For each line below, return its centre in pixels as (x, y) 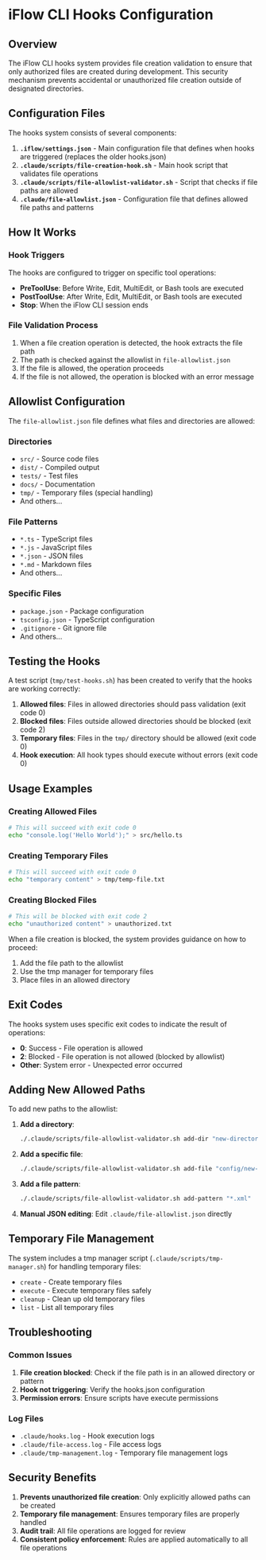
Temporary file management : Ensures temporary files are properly (129, 1514)
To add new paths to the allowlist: (63, 1109)
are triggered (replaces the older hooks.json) (93, 156)
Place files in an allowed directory (75, 979)
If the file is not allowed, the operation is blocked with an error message (137, 377)
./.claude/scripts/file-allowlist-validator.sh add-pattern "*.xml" (135, 1199)
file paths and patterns (57, 207)
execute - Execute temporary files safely (86, 1290)
